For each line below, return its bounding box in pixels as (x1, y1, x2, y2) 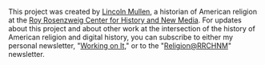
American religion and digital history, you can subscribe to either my (8, 32, 234, 42)
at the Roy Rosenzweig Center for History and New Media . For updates (8, 15, 242, 25)
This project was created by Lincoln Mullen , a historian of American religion (8, 7, 258, 16)
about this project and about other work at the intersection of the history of (8, 24, 256, 33)
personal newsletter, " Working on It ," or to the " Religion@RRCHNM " (8, 41, 232, 51)
